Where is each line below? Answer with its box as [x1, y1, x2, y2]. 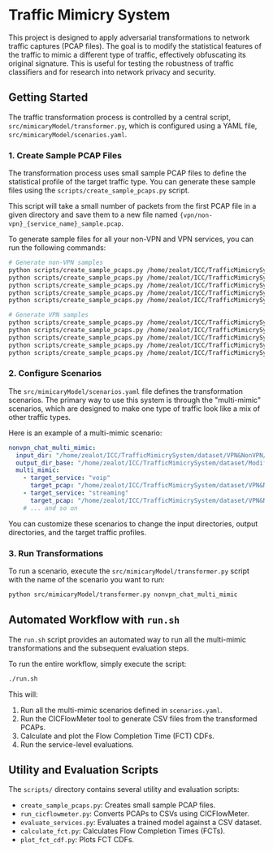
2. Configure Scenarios [8, 368, 102, 379]
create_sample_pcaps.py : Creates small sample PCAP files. [19, 800, 216, 810]
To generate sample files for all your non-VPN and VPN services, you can [8, 234, 254, 244]
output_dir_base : [15, 459, 75, 467]
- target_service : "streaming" [23, 489, 129, 497]
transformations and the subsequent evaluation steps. [8, 643, 189, 653]
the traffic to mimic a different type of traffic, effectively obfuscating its [8, 50, 246, 59]
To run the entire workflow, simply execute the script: [8, 659, 187, 668]
